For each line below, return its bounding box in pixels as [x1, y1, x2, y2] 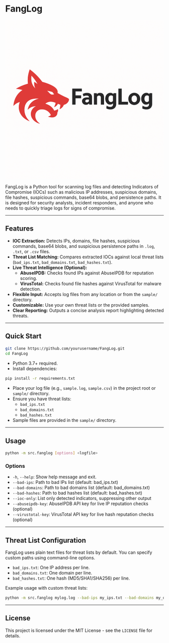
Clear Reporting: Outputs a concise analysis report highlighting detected [12, 307, 164, 313]
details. [5, 632, 21, 638]
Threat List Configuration [5, 536, 87, 544]
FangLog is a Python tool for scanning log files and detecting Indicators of [5, 183, 159, 189]
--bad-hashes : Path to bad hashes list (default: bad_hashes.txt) [12, 490, 142, 496]
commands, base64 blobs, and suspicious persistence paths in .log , [12, 243, 155, 249]
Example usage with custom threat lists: [5, 585, 88, 591]
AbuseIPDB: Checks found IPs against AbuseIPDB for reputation [20, 270, 154, 276]
